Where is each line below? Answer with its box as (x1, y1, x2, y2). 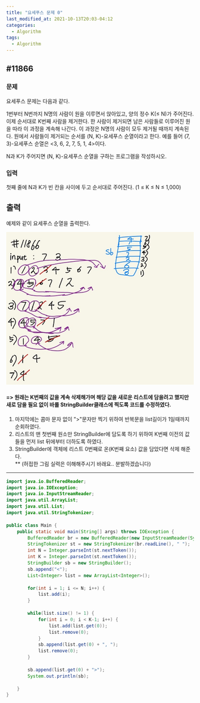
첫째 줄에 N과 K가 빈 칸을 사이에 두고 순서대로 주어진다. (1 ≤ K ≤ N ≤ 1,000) (6, 183, 182, 191)
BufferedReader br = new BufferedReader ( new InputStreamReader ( (27, 535, 190, 541)
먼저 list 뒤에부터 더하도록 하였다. (26, 438, 103, 445)
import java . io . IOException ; (6, 484, 79, 491)
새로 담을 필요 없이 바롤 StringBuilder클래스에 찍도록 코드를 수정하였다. (6, 401, 171, 408)
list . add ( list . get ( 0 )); (48, 623, 108, 629)
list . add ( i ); (37, 592, 70, 598)
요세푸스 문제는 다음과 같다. (6, 97, 70, 104)
